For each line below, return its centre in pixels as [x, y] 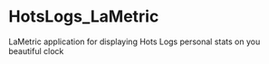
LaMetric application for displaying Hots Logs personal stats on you [134, 41]
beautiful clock [36, 50]
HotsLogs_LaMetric [84, 17]
